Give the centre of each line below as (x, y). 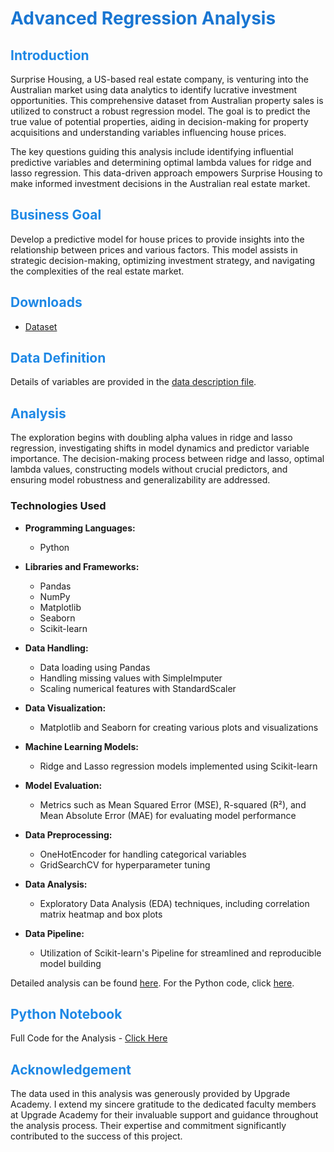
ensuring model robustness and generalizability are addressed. (140, 480)
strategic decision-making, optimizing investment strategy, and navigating (163, 260)
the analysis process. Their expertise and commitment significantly (148, 1126)
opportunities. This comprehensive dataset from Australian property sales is (167, 100)
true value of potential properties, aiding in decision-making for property (159, 121)
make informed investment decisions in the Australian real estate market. (160, 183)
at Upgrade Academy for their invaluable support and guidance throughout (164, 1115)
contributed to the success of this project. (96, 1136)
